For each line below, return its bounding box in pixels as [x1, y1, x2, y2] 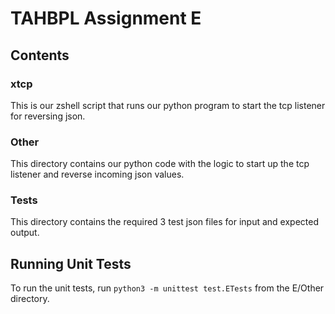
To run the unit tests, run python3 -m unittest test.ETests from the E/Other [10, 282, 325, 294]
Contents [10, 47, 70, 64]
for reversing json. [10, 110, 86, 122]
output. [10, 227, 40, 239]
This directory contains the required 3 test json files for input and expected [10, 216, 319, 228]
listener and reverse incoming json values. [10, 168, 185, 181]
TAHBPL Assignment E [10, 7, 202, 30]
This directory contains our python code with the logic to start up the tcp [10, 158, 310, 170]
